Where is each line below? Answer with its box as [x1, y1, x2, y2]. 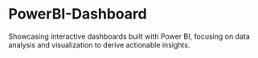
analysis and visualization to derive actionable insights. [8, 39, 190, 49]
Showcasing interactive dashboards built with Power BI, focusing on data [8, 31, 251, 41]
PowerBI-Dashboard [8, 5, 147, 23]
